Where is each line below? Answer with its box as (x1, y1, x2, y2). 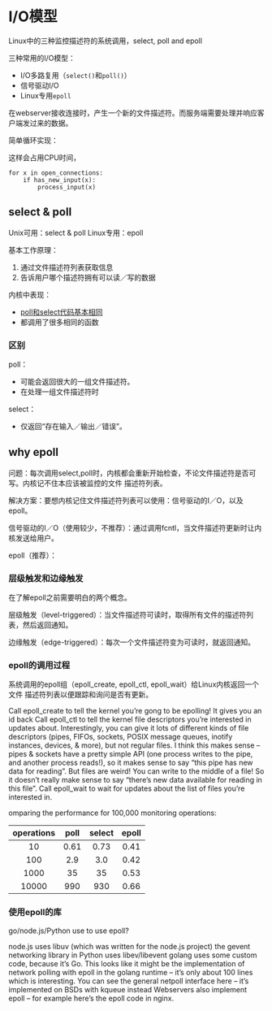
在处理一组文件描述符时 (19, 387, 99, 397)
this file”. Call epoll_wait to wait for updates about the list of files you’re (8, 783, 245, 793)
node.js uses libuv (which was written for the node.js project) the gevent (8, 941, 251, 951)
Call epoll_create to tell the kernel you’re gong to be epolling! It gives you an (8, 706, 262, 716)
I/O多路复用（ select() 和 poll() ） (19, 70, 132, 80)
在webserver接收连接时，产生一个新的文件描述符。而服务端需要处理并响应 (8, 107, 258, 118)
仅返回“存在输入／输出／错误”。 (19, 422, 127, 432)
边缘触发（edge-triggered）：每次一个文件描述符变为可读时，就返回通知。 (8, 637, 256, 647)
